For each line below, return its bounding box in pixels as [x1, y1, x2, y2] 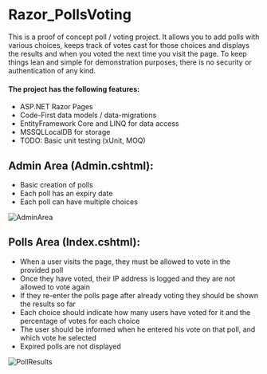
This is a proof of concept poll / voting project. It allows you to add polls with [8, 32, 260, 41]
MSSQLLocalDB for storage [19, 128, 111, 137]
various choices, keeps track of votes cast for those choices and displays [8, 40, 249, 49]
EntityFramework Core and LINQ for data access [19, 119, 179, 128]
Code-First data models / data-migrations [19, 110, 157, 120]
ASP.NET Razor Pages [19, 102, 93, 112]
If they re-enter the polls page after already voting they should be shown [19, 290, 259, 300]
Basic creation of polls [19, 179, 93, 189]
